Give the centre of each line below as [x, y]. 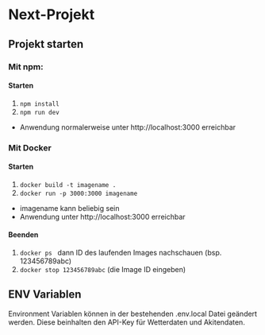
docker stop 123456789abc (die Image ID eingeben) [103, 270]
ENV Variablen [45, 295]
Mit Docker [30, 147]
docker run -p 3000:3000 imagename [79, 193]
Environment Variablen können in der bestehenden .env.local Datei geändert [133, 314]
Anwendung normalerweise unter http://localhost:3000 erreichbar [128, 127]
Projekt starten [46, 44]
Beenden [23, 235]
